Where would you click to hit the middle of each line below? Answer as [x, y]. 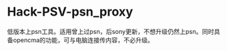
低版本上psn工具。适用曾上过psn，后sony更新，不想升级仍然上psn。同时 [111, 31]
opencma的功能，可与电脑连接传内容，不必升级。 [83, 40]
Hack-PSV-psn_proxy [70, 12]
